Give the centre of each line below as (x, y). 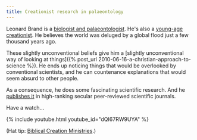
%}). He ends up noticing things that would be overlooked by (101, 66)
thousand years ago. (31, 41)
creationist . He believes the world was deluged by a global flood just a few (97, 35)
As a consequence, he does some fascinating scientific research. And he (96, 89)
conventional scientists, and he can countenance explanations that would (96, 71)
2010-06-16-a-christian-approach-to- (145, 59)
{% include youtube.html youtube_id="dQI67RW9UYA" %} (77, 119)
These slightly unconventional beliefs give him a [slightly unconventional (95, 53)
